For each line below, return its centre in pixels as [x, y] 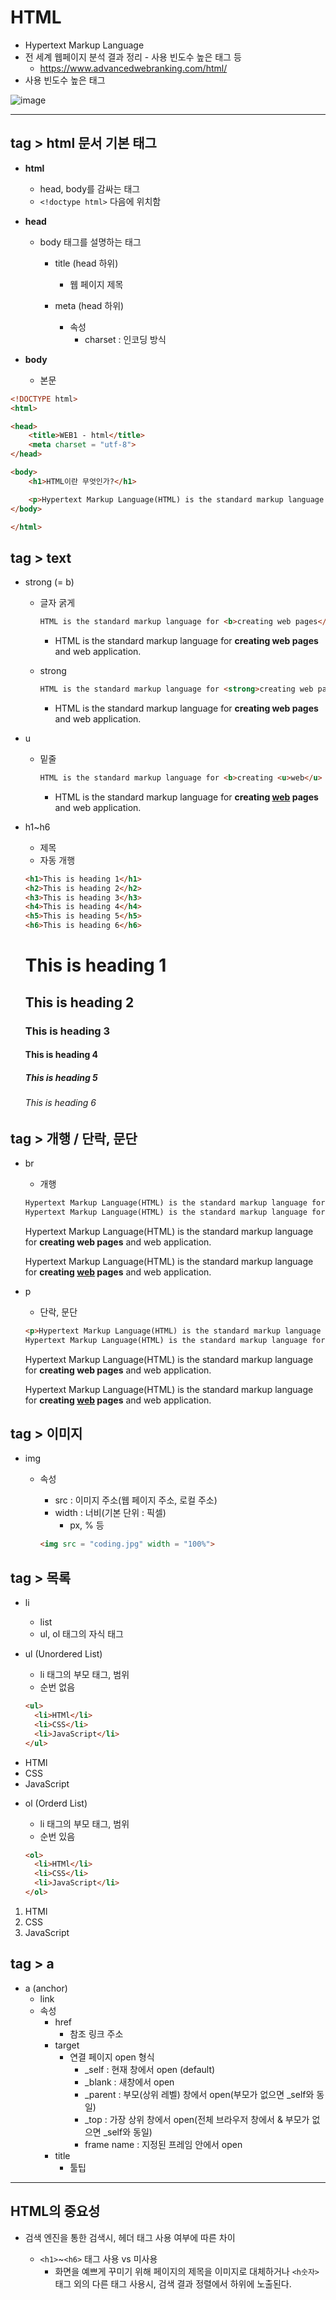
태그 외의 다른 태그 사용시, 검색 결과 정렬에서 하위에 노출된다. [173, 2283]
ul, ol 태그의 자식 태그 [81, 1634]
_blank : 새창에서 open [129, 2082]
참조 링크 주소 [96, 2033]
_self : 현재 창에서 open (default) [150, 2069]
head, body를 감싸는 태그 [90, 188]
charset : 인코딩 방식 [125, 339]
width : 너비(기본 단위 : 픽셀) [110, 1513]
